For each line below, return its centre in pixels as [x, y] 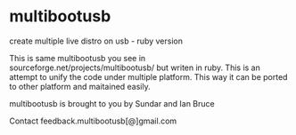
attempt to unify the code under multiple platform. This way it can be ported [148, 76]
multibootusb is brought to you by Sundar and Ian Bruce [112, 103]
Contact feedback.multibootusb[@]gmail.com [93, 121]
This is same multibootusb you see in [78, 58]
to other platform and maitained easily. [80, 86]
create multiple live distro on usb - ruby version [96, 41]
